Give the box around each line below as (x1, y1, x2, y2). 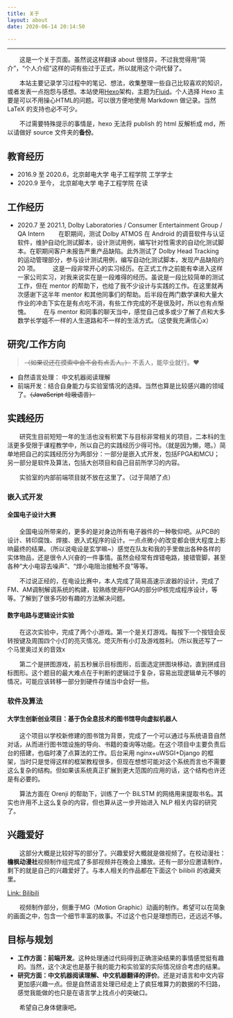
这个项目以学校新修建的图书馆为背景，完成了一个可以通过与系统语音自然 (19, 732, 226, 740)
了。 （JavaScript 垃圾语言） (17, 390, 96, 399)
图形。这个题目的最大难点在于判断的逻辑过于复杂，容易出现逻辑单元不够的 (12, 668, 226, 677)
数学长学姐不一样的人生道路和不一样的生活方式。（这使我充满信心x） (17, 316, 213, 325)
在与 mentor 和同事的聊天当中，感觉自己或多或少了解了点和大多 (43, 308, 225, 316)
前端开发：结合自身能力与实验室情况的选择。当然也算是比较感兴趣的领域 (17, 381, 224, 390)
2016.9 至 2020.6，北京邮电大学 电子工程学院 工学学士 (17, 171, 173, 179)
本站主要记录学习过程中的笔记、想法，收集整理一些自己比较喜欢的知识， (19, 79, 226, 87)
